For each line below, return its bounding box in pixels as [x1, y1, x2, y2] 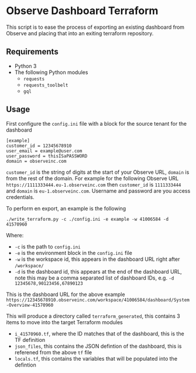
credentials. [6, 193, 35, 200]
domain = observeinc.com [6, 158, 67, 164]
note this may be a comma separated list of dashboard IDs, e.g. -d [14, 274, 174, 281]
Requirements [6, 47, 59, 57]
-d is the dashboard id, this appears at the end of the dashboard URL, [14, 268, 183, 275]
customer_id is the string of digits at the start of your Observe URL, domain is [6, 169, 190, 176]
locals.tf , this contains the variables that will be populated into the [14, 355, 177, 362]
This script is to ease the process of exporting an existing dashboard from [6, 23, 185, 31]
